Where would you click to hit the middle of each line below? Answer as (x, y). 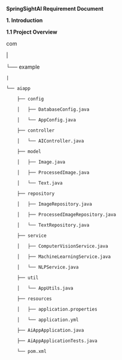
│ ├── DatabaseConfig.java (53, 109)
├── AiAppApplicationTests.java (57, 341)
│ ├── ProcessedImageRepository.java (67, 215)
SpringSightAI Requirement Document (55, 9)
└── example (23, 67)
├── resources (34, 299)
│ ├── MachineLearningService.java (64, 257)
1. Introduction (25, 20)
